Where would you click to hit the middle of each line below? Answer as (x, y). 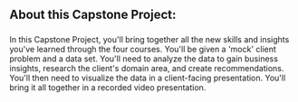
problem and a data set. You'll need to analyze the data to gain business (144, 59)
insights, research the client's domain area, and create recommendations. (147, 69)
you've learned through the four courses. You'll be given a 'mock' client (143, 50)
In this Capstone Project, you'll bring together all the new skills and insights (149, 40)
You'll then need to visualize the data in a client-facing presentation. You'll (148, 78)
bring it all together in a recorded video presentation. (108, 88)
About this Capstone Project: (93, 15)
